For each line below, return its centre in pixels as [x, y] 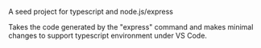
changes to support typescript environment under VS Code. [108, 36]
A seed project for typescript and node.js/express [91, 12]
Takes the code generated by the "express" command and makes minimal [131, 27]
